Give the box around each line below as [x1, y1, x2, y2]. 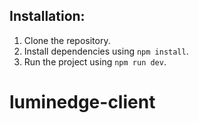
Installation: [9, 8, 86, 25]
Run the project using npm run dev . [23, 55, 167, 68]
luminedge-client [9, 91, 156, 113]
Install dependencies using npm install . [23, 45, 189, 57]
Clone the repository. [23, 34, 111, 46]
